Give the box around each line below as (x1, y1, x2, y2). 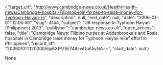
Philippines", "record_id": (5, 41, 56, 46)
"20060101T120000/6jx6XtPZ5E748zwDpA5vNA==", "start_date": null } (5, 46, 149, 51)
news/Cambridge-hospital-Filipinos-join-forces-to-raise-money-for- (5, 9, 143, 15)
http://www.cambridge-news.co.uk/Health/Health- (35, 4, 138, 10)
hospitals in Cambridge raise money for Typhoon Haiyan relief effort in (5, 35, 147, 41)
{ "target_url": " (5, 4, 36, 10)
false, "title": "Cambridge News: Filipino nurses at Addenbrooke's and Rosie (5, 30, 158, 36)
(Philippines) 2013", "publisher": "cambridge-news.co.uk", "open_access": (5, 25, 155, 31)
